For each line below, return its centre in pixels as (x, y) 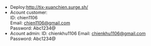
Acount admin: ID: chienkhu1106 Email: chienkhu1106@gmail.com (78, 33)
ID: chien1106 (24, 18)
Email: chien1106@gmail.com (40, 23)
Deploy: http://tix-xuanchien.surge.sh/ (49, 7)
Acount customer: (29, 12)
